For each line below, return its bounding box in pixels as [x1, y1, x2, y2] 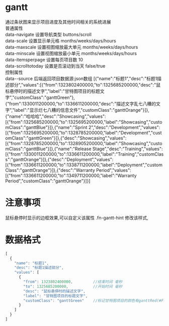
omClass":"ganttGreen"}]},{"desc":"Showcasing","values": [5, 135, 127, 141]
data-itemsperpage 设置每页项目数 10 [5, 56, 83, 62]
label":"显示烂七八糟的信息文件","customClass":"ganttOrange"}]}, [14, 107, 150, 113]
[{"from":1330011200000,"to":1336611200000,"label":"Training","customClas [5, 151, 164, 157]
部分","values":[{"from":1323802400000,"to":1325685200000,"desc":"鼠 [9, 82, 161, 88]
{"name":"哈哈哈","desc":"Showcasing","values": [5, 113, 107, 119]
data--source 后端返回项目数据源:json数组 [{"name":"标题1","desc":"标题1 [5, 75, 157, 82]
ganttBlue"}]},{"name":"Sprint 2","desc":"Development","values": [26, 124, 160, 130]
